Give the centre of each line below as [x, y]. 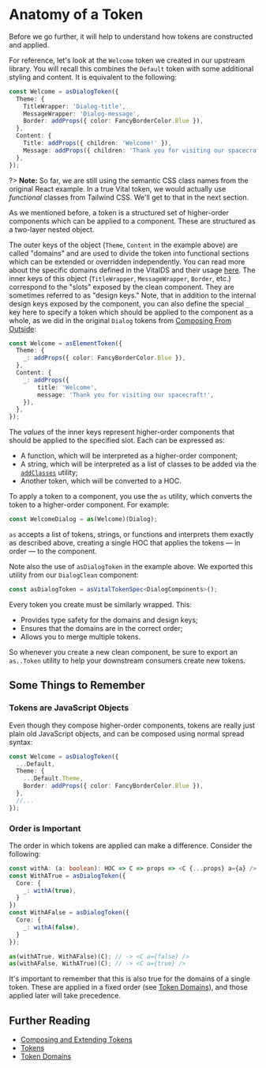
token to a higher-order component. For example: [89, 505]
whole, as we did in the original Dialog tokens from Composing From [120, 320]
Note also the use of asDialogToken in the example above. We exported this [131, 567]
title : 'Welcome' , [67, 387]
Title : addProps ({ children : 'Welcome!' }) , [97, 143]
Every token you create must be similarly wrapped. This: [101, 604]
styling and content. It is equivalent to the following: [93, 77]
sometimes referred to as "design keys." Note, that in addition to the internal [133, 295]
